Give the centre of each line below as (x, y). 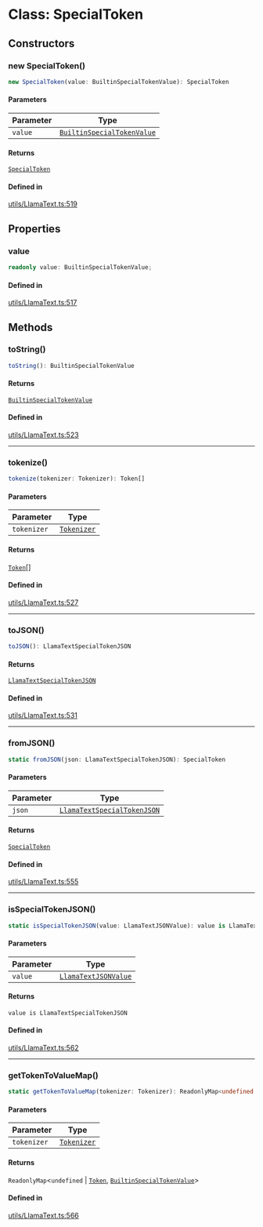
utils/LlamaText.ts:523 (44, 435)
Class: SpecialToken (76, 15)
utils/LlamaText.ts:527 (43, 603)
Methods (31, 327)
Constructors (41, 44)
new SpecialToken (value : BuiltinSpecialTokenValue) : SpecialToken (119, 82)
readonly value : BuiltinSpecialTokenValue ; (80, 268)
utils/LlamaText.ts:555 (43, 882)
